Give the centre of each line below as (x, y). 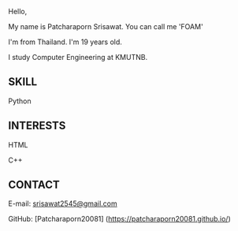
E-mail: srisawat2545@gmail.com (63, 203)
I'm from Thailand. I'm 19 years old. (65, 42)
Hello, (18, 11)
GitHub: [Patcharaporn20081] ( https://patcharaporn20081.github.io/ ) (119, 219)
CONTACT (34, 185)
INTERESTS (37, 126)
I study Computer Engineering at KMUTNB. (78, 57)
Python (20, 101)
